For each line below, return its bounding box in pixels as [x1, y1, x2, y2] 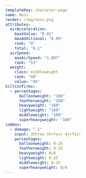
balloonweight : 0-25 [18, 141, 63, 146]
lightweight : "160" [18, 108, 60, 113]
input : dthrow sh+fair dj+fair [14, 131, 81, 136]
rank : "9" [14, 41, 36, 46]
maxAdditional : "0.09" [14, 36, 63, 42]
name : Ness [5, 12, 29, 17]
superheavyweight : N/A [18, 165, 68, 170]
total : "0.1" [14, 46, 42, 51]
